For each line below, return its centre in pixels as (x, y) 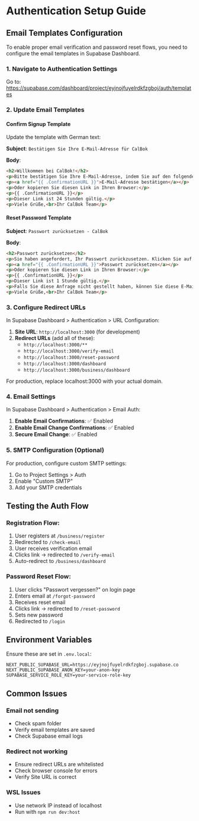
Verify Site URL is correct (46, 777)
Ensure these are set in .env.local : (49, 654)
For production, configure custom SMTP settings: (66, 463)
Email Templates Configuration (65, 33)
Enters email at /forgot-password (55, 596)
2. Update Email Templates (45, 110)
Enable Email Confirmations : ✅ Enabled (64, 421)
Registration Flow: (33, 523)
